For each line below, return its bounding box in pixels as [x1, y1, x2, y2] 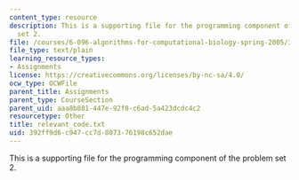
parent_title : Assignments [9, 87, 109, 96]
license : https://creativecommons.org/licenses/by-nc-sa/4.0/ [9, 71, 245, 80]
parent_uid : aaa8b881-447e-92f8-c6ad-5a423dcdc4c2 [9, 104, 201, 113]
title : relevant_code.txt [9, 121, 105, 129]
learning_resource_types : [9, 54, 105, 63]
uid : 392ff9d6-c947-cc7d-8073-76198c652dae [9, 129, 174, 137]
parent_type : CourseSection [9, 95, 114, 105]
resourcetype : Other [9, 112, 86, 121]
